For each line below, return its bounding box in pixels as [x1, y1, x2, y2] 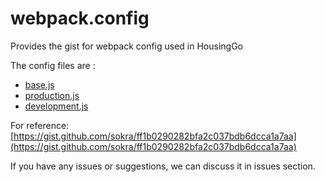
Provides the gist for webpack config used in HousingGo [10, 40, 244, 52]
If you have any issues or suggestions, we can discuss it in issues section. [10, 160, 316, 172]
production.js [24, 89, 80, 101]
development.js [24, 100, 89, 112]
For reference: [10, 119, 70, 131]
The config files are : [10, 59, 96, 71]
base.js [24, 78, 55, 91]
